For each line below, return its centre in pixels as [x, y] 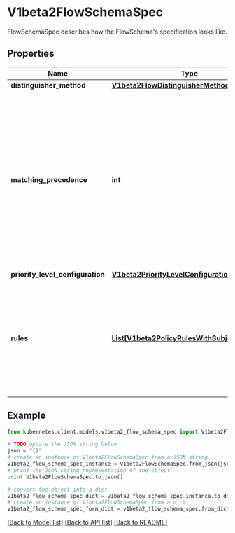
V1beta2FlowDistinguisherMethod [171, 85]
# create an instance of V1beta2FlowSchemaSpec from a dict [97, 503]
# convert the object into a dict [58, 490]
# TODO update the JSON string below [62, 444]
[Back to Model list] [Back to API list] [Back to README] [87, 522]
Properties [31, 54]
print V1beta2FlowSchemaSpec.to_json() [65, 477]
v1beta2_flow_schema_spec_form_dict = [64, 509]
